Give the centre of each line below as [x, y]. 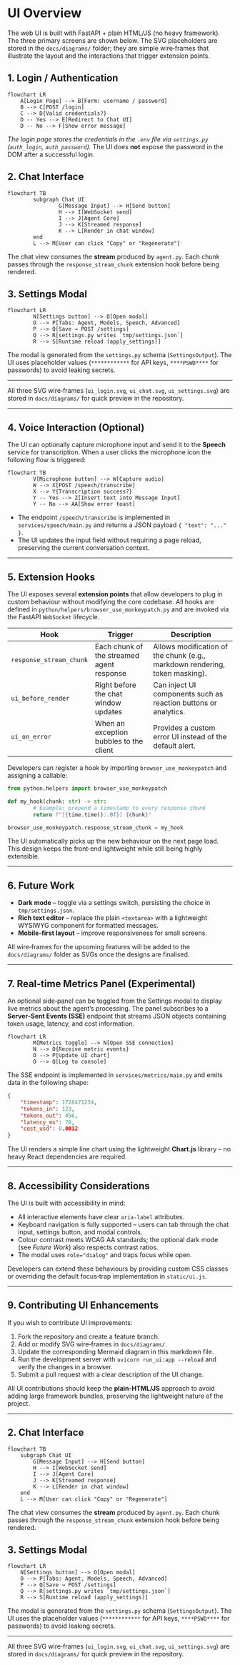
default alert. [175, 746]
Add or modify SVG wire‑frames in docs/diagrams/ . [92, 1344]
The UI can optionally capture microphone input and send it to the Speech [117, 445]
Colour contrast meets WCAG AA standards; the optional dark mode [118, 1239]
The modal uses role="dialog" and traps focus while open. [105, 1254]
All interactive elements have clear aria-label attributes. [101, 1216]
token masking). [180, 673]
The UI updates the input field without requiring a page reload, [109, 540]
